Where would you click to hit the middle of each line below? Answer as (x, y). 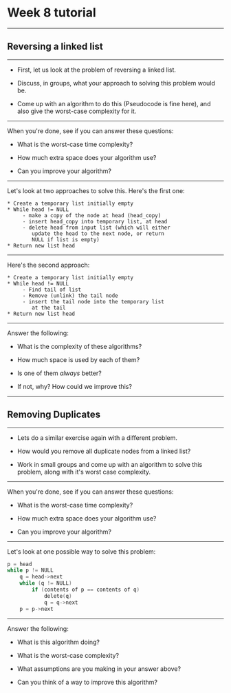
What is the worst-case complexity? (68, 655)
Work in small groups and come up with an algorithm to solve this (110, 464)
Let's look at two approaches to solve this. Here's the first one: (96, 190)
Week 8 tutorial (52, 13)
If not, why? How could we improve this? (75, 386)
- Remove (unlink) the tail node (70, 295)
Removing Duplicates (54, 415)
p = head (20, 564)
